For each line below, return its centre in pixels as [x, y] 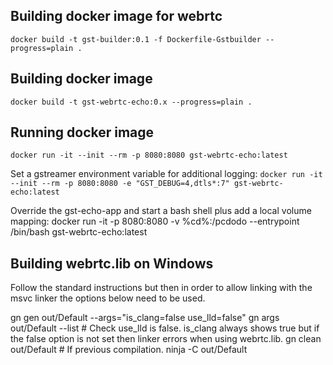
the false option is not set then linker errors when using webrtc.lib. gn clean [166, 339]
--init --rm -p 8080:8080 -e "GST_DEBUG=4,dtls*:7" [120, 184]
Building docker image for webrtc [116, 16]
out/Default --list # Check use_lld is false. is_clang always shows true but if [165, 328]
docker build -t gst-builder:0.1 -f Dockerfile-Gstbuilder [136, 39]
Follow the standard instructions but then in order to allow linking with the [161, 288]
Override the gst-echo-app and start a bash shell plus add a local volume [161, 211]
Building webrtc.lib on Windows [112, 263]
